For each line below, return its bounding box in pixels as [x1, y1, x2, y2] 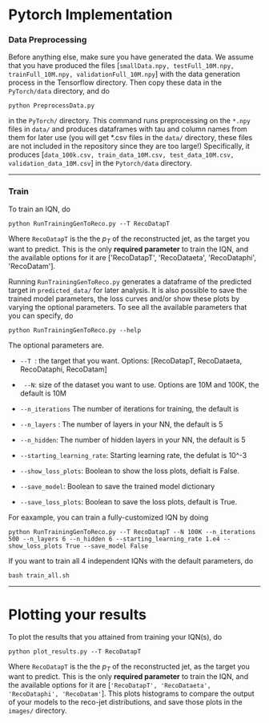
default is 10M [19, 388, 66, 398]
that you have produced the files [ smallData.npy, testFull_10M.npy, [8, 61, 235, 70]
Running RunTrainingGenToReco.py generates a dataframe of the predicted [8, 276, 252, 286]
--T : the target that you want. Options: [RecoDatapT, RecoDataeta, [19, 355, 243, 365]
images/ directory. [8, 706, 67, 716]
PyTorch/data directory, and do [8, 86, 110, 96]
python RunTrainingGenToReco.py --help [8, 326, 142, 334]
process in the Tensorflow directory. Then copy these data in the [8, 78, 223, 87]
